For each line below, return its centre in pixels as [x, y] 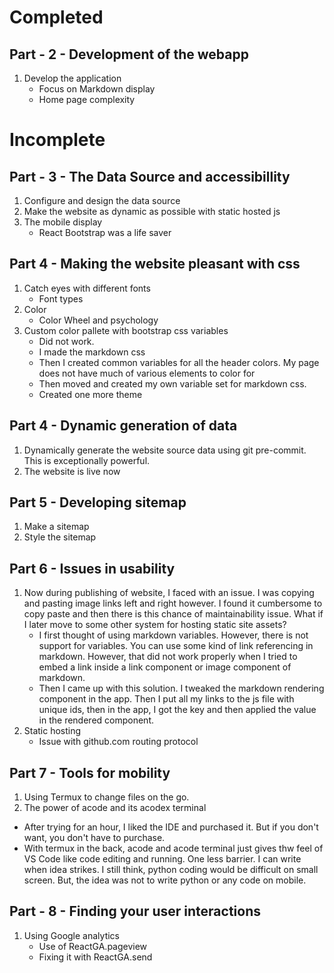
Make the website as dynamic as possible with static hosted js [152, 211]
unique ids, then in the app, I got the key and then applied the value [177, 710]
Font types [61, 298]
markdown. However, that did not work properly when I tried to [168, 657]
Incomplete [57, 140]
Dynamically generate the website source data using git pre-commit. [165, 450]
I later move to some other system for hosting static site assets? [155, 625]
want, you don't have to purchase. [94, 838]
